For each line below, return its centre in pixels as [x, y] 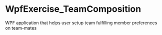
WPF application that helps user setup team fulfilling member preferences [81, 23]
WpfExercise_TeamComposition [73, 9]
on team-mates [21, 28]
